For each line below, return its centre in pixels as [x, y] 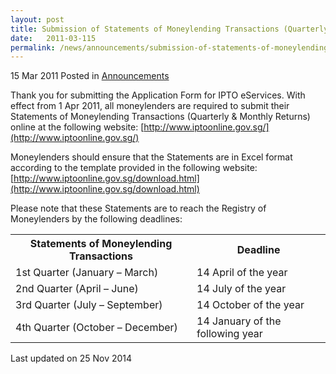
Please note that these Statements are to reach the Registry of [138, 208]
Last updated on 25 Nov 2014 [71, 358]
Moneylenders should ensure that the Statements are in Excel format [151, 157]
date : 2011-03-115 [53, 38]
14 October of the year [250, 305]
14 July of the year [241, 289]
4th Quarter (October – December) [96, 328]
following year [229, 334]
